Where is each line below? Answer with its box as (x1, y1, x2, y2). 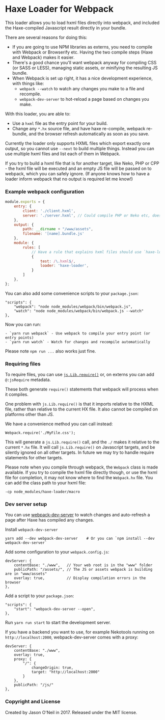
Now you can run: (5, 321, 41, 327)
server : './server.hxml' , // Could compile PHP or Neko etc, (23, 213, 151, 218)
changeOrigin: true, (31, 665, 74, 670)
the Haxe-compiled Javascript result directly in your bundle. (5, 25, 127, 30)
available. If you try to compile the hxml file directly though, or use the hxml (5, 470, 158, 475)
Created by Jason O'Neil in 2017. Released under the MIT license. (5, 709, 137, 715)
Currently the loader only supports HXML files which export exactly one (5, 140, 151, 146)
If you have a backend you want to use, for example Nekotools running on (5, 629, 155, 635)
